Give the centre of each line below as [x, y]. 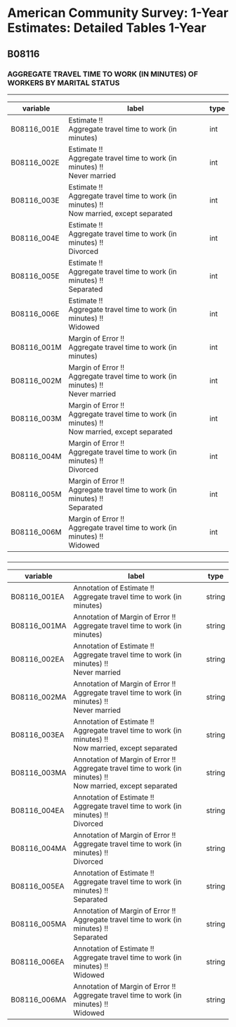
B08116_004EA [38, 810]
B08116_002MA [39, 697]
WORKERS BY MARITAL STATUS [64, 82]
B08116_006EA [38, 962]
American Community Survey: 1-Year [118, 13]
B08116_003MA [39, 772]
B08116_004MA [39, 848]
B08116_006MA [39, 1000]
